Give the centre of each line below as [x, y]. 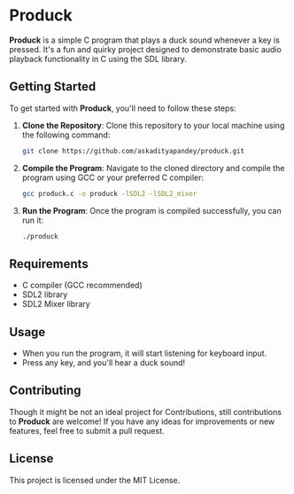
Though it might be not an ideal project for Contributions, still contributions [145, 412]
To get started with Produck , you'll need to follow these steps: [123, 108]
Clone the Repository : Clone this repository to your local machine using [153, 125]
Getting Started [53, 86]
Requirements [49, 264]
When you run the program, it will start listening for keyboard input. [144, 353]
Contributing [45, 391]
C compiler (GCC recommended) [82, 286]
